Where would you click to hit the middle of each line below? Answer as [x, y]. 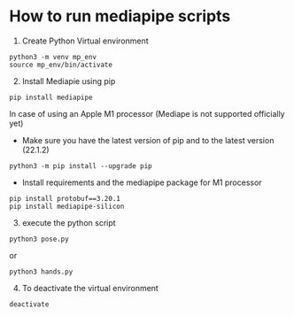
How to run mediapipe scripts [120, 16]
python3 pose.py [39, 239]
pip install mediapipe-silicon [67, 206]
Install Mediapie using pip [69, 81]
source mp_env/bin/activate [61, 65]
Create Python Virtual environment [85, 41]
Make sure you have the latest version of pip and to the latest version [148, 140]
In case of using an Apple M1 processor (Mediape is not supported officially [147, 113]
